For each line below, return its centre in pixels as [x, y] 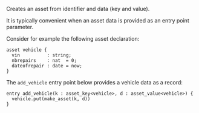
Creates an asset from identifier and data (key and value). [78, 9]
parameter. [20, 27]
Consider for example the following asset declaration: [73, 39]
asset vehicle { [27, 50]
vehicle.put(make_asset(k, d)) [51, 99]
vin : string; [41, 55]
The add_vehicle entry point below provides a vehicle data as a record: [95, 82]
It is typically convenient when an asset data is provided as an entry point [98, 20]
